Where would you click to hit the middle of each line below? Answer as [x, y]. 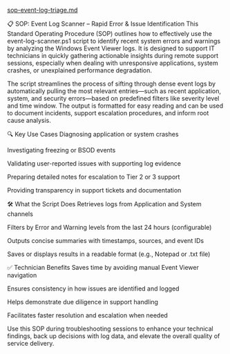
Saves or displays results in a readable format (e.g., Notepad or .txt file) [109, 254]
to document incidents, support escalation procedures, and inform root [108, 113]
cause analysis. [29, 120]
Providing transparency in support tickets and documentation [94, 190]
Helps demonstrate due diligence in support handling [83, 302]
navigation [22, 275]
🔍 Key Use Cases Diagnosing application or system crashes [93, 134]
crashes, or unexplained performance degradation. [80, 70]
